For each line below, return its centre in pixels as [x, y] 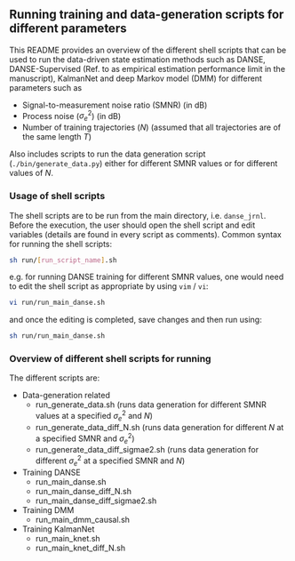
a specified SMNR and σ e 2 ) [85, 438]
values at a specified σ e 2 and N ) [94, 416]
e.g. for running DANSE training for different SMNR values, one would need [147, 277]
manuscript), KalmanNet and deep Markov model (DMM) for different [136, 78]
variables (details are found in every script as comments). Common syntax [145, 234]
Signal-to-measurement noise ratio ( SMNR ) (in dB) [115, 105]
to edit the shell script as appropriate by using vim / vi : [109, 286]
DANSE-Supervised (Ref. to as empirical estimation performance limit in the [147, 68]
